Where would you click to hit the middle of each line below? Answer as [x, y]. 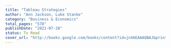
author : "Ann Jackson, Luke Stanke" [44, 14]
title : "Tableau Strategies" [36, 10]
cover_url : [17, 38]
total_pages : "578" [26, 24]
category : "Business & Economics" [42, 19]
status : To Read [22, 33]
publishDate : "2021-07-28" [34, 28]
